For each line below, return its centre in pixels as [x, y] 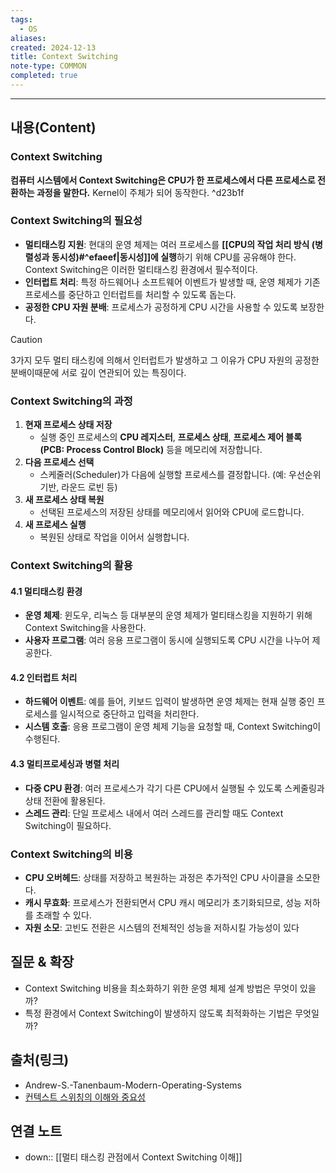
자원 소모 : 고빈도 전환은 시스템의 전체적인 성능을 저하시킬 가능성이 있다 [162, 927]
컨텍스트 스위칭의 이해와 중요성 [85, 1097]
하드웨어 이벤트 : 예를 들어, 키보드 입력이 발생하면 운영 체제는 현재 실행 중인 [169, 702]
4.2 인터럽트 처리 [44, 677]
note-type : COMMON [48, 66]
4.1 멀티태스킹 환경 [46, 591]
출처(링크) [40, 1060]
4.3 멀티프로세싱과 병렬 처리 [65, 764]
